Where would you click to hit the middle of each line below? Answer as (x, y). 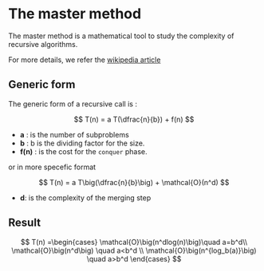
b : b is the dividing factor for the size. (82, 143)
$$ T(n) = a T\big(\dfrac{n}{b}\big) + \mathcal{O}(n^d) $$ (134, 182)
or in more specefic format (52, 167)
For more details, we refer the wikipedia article (85, 60)
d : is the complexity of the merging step (85, 197)
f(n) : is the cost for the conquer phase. (83, 151)
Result (25, 223)
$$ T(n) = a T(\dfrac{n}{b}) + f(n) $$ (134, 119)
